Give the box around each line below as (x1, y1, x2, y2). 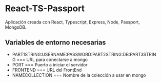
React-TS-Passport (5, 3, 85, 14)
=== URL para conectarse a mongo (17, 57, 88, 62)
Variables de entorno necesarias (5, 39, 106, 47)
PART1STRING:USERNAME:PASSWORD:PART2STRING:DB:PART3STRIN (12, 51, 156, 57)
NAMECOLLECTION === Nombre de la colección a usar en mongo (12, 72, 146, 78)
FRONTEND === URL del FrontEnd (12, 67, 82, 73)
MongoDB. (5, 24, 27, 30)
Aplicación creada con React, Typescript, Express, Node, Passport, (5, 19, 140, 25)
